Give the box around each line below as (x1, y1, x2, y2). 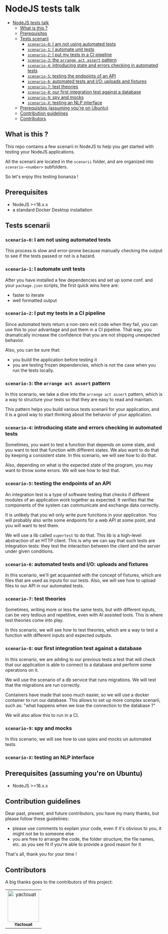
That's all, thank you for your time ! (5, 851, 77, 857)
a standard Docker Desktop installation (12, 207, 92, 213)
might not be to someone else (12, 831, 74, 837)
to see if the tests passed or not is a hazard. (5, 253, 96, 259)
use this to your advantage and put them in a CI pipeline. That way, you (5, 327, 151, 333)
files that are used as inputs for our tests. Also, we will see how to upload (5, 577, 156, 583)
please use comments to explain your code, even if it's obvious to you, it (12, 826, 161, 832)
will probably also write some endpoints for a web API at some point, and (5, 517, 156, 523)
